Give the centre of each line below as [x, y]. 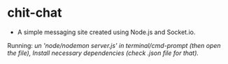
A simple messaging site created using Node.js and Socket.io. [106, 32]
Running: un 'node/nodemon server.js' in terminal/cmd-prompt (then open [114, 45]
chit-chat [35, 13]
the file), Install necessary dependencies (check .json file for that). [103, 53]
